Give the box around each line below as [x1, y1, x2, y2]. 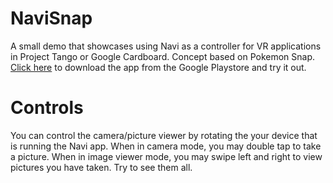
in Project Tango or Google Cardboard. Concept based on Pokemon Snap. [10, 50, 316, 62]
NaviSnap [10, 7, 93, 30]
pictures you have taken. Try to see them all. [10, 161, 193, 173]
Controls [10, 97, 84, 119]
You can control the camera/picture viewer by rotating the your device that [10, 129, 318, 141]
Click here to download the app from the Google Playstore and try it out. [10, 61, 307, 73]
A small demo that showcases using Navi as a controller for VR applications [10, 40, 322, 52]
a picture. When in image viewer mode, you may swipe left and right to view [10, 150, 323, 162]
